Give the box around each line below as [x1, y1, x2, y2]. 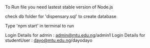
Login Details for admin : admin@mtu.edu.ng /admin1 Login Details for [5, 32, 146, 38]
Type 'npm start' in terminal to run [5, 23, 74, 29]
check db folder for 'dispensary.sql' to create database [5, 14, 117, 19]
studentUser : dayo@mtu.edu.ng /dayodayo [5, 37, 92, 43]
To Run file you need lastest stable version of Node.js [5, 4, 113, 10]
